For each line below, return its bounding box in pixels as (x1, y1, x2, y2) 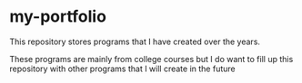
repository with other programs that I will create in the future (9, 63, 236, 74)
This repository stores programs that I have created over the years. (9, 36, 261, 47)
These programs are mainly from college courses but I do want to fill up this (9, 53, 294, 64)
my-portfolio (9, 6, 107, 27)
